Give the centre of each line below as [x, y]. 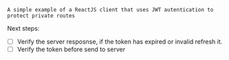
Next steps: [23, 28]
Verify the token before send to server [71, 49]
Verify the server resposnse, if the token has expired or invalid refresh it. [120, 42]
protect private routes [41, 16]
